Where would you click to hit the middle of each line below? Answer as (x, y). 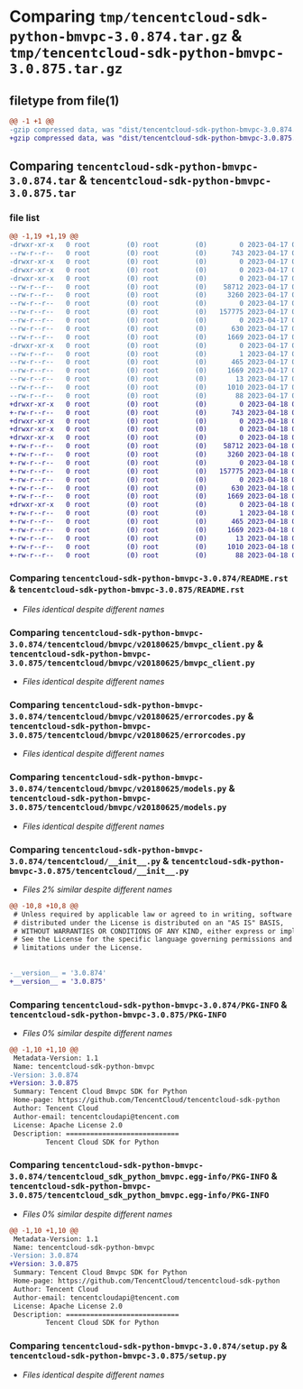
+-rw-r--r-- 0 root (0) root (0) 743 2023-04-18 (149, 412)
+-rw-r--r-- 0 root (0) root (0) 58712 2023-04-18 (149, 446)
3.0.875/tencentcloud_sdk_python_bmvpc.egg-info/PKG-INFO (139, 1196)
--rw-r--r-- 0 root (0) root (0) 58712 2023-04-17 (149, 287)
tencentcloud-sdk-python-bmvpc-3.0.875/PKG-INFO (118, 1015)
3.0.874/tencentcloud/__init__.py (85, 861)
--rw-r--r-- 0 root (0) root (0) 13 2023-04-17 (149, 379)
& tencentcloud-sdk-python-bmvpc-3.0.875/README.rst (127, 590)
